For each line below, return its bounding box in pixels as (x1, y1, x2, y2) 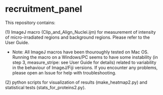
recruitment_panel (5, 3, 82, 15)
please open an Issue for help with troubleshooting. (12, 70, 116, 75)
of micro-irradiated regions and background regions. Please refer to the (5, 34, 150, 40)
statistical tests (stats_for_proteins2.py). (5, 84, 86, 90)
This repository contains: (5, 20, 55, 25)
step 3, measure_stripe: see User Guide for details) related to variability (12, 59, 157, 65)
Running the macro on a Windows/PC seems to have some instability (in (12, 54, 158, 60)
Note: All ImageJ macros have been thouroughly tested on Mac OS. (12, 49, 149, 55)
